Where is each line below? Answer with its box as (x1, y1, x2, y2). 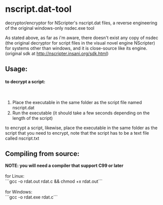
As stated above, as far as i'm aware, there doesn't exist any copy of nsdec (5, 35, 159, 41)
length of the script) (12, 115, 53, 121)
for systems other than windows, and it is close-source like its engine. (5, 45, 147, 51)
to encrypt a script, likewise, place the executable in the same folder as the (5, 125, 158, 131)
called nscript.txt (5, 135, 40, 141)
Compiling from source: (5, 150, 80, 158)
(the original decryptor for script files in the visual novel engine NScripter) (5, 40, 156, 46)
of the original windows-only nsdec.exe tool (5, 25, 95, 31)
